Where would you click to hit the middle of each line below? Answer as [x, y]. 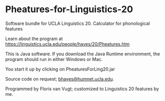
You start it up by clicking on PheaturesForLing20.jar [60, 69]
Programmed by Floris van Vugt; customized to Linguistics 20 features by [82, 89]
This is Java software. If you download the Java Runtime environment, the [83, 54]
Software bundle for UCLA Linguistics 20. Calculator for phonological [78, 23]
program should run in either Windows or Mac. [54, 59]
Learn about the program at [34, 39]
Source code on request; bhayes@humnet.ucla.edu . [60, 79]
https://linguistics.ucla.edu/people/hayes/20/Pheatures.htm [68, 44]
